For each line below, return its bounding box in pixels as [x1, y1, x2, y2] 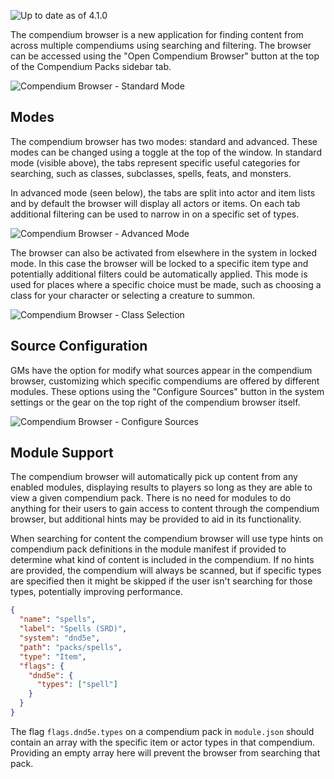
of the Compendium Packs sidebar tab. [10, 61, 172, 72]
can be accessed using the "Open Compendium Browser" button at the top [10, 50, 320, 62]
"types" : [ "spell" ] [36, 680, 118, 690]
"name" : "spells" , [19, 615, 97, 625]
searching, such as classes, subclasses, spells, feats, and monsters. [10, 167, 292, 179]
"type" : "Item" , [19, 651, 87, 662]
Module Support [10, 445, 114, 462]
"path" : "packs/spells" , [19, 642, 123, 652]
